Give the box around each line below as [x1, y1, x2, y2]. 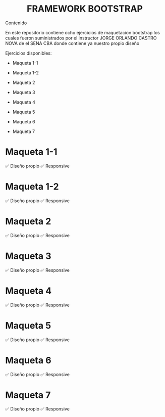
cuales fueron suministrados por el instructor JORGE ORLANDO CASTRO [5, 35, 157, 41]
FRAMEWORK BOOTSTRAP [27, 3, 143, 15]
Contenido [5, 20, 27, 26]
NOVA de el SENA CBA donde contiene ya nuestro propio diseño [5, 40, 140, 46]
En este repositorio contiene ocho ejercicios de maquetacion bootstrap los [5, 29, 160, 35]
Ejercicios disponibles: [5, 50, 52, 56]
